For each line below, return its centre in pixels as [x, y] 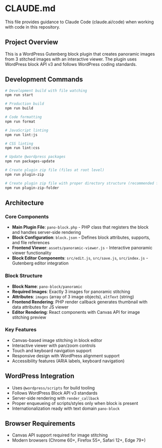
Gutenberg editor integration [40, 263]
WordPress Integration [40, 376]
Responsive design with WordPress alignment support [66, 355]
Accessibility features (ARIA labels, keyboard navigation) [68, 361]
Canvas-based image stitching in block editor [57, 340]
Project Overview [32, 42]
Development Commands [44, 80]
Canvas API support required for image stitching [60, 435]
